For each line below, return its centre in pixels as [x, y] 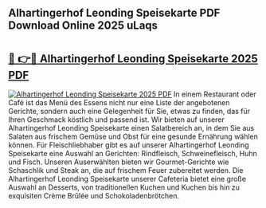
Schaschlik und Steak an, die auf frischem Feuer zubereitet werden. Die [126, 170]
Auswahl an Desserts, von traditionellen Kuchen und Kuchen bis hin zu [124, 187]
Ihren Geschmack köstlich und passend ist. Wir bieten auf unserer [117, 120]
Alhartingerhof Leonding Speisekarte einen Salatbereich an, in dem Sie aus [131, 128]
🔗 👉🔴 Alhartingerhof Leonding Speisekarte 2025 [133, 59]
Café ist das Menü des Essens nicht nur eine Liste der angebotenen [119, 102]
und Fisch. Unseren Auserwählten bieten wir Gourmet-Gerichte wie [119, 162]
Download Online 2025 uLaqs [83, 26]
